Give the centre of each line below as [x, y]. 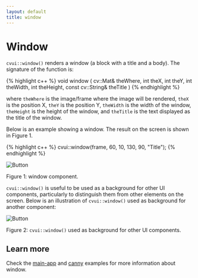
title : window [24, 17]
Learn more [28, 249]
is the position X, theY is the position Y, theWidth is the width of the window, [99, 105]
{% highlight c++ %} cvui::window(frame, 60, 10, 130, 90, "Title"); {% [91, 147]
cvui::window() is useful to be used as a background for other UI [86, 188]
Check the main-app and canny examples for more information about [91, 263]
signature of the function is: [40, 70]
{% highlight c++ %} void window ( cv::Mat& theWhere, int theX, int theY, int [99, 81]
